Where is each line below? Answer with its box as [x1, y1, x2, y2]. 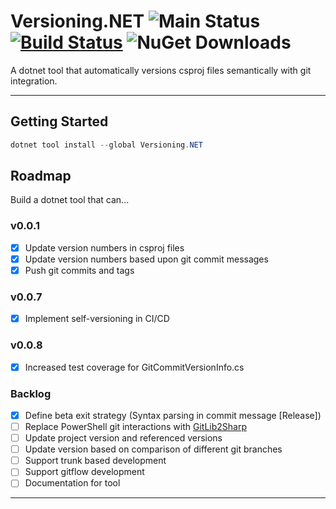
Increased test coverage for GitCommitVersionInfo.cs [24, 361, 245, 373]
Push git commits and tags [24, 264, 135, 276]
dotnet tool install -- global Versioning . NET [10, 140, 203, 150]
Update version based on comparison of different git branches [24, 443, 283, 455]
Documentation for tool [24, 477, 121, 489]
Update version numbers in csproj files [24, 241, 185, 254]
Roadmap [10, 168, 72, 185]
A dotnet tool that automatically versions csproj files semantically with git [10, 64, 312, 76]
